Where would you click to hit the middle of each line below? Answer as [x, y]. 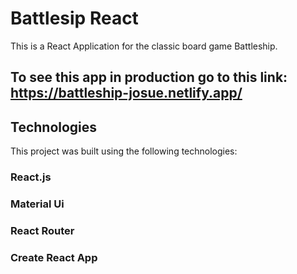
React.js [31, 177]
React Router [42, 230]
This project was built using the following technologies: [124, 151]
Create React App [54, 257]
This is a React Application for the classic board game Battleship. [144, 46]
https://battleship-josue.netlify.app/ [126, 93]
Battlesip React [74, 18]
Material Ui [37, 204]
